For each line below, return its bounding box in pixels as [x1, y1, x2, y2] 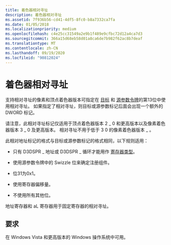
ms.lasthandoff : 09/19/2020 [5, 50, 65, 55]
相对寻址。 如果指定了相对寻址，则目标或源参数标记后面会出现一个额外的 [9, 103, 163, 109]
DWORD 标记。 [5, 110, 37, 116]
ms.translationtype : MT [5, 41, 56, 46]
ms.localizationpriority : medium [5, 27, 77, 32]
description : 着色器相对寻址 [5, 12, 62, 17]
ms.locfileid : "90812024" [5, 55, 60, 60]
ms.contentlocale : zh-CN [5, 46, 58, 51]
